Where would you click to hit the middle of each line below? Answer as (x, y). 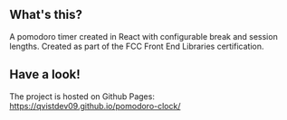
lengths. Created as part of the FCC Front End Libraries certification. (137, 46)
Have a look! (45, 74)
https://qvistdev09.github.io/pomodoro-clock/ (95, 106)
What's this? (46, 15)
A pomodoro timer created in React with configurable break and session (143, 36)
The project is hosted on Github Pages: (82, 96)
